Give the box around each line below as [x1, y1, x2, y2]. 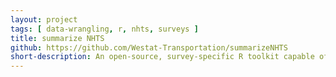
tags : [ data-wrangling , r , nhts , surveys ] [10, 24, 199, 34]
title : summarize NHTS [10, 33, 105, 43]
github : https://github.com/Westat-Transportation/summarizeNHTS [10, 42, 288, 53]
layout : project [10, 14, 78, 25]
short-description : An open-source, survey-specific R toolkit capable [10, 52, 315, 62]
